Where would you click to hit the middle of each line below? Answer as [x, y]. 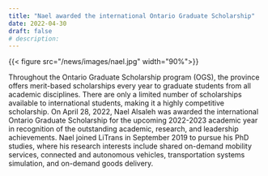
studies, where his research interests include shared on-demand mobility [130, 146]
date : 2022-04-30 [38, 24]
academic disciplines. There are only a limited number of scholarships [125, 95]
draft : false [30, 31]
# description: [34, 39]
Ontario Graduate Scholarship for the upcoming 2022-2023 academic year [133, 120]
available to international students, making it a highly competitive [117, 103]
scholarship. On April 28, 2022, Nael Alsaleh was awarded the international [134, 112]
